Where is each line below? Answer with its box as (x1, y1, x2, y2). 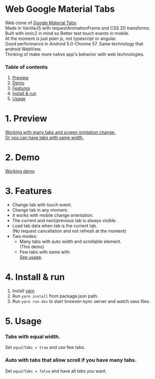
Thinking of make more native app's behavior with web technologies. (5, 51, 145, 57)
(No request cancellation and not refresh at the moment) (12, 228, 127, 234)
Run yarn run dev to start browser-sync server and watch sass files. (12, 298, 151, 304)
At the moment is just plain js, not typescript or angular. (5, 36, 117, 41)
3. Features (5, 186, 52, 197)
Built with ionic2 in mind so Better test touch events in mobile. (5, 30, 130, 36)
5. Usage (5, 316, 42, 327)
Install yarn (12, 288, 35, 294)
